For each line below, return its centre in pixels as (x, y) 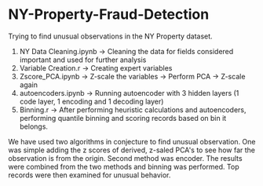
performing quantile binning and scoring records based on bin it (123, 118)
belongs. (34, 126)
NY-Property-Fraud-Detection (109, 15)
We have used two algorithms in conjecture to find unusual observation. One (132, 141)
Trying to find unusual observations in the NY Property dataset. (111, 36)
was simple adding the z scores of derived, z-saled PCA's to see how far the (131, 150)
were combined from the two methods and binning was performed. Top (124, 166)
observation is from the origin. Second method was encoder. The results (125, 158)
